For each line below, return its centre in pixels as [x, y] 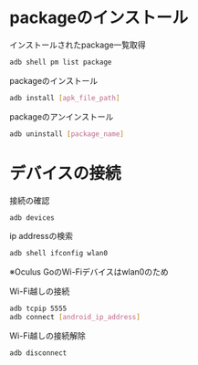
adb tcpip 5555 [38, 309]
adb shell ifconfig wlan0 [58, 254]
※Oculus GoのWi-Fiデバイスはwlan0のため [89, 272]
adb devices [32, 218]
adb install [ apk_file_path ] [65, 98]
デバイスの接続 [65, 173]
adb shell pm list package [61, 62]
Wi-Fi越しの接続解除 [48, 336]
